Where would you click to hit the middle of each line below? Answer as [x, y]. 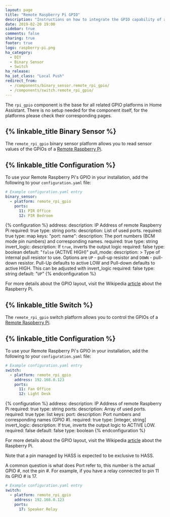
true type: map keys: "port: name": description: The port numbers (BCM [80, 236]
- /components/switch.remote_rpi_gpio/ [52, 90]
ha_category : [19, 52]
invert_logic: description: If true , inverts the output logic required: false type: [85, 247]
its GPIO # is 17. [21, 476]
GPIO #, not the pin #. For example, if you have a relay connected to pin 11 [82, 471]
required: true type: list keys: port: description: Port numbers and [73, 414]
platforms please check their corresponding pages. [59, 115]
